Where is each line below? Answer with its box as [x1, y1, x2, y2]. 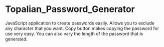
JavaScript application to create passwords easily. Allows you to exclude [5, 20, 155, 26]
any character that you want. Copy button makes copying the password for [5, 25, 160, 31]
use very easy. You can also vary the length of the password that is [5, 30, 143, 36]
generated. [5, 36, 28, 42]
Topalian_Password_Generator [5, 3, 135, 15]
